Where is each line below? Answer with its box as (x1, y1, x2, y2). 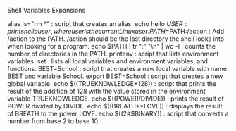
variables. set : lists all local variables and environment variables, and (7, 57, 208, 65)
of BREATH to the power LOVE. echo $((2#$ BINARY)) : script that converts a (7, 109, 229, 118)
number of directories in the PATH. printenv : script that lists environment (7, 49, 219, 58)
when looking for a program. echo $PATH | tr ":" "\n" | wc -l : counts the (7, 42, 216, 50)
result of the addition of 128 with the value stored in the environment (7, 87, 206, 95)
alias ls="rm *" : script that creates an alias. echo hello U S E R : (7, 20, 187, 27)
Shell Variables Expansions (7, 6, 86, 14)
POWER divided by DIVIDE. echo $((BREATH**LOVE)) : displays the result (7, 102, 223, 110)
